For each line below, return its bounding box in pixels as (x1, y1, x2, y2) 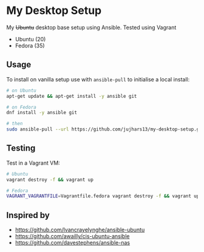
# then (6, 121, 23, 127)
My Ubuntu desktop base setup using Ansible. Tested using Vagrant (6, 24, 177, 31)
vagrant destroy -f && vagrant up (6, 177, 94, 183)
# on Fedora (6, 104, 36, 110)
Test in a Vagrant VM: (6, 159, 61, 166)
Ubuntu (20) (15, 35, 46, 43)
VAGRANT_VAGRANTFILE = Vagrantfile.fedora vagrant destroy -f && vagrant (6, 193, 191, 199)
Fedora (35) (15, 42, 45, 49)
